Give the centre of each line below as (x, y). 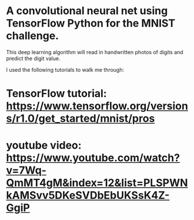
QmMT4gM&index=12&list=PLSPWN (97, 183)
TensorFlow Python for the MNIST (91, 23)
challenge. (33, 36)
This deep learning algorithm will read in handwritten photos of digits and (95, 52)
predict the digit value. (33, 58)
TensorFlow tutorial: (56, 94)
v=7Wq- (26, 170)
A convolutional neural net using (87, 11)
